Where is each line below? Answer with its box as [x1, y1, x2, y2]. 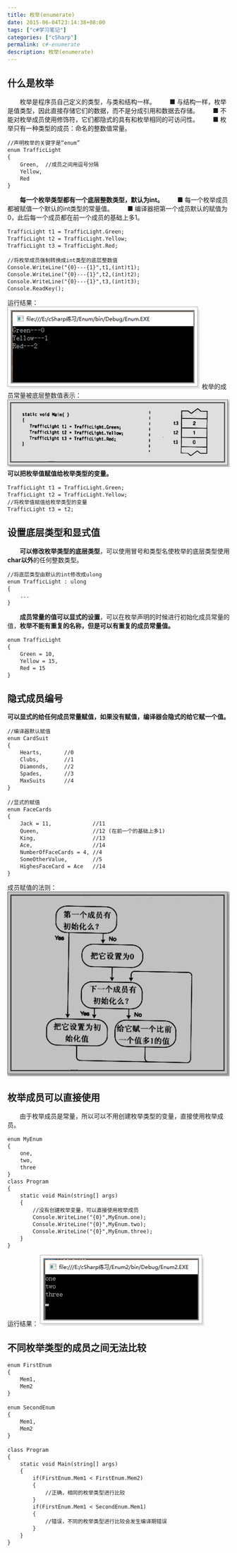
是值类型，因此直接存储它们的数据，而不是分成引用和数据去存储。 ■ [7, 106, 219, 114]
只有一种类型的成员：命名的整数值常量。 [13, 124, 131, 132]
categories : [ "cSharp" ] [7, 34, 78, 41]
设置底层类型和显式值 [7, 527, 100, 539]
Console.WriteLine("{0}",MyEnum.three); [32, 1227, 153, 1235]
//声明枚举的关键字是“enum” [7, 139, 80, 146]
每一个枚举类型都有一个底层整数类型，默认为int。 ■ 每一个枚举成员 [20, 195, 229, 204]
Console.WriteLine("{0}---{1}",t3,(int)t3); [7, 278, 140, 285]
